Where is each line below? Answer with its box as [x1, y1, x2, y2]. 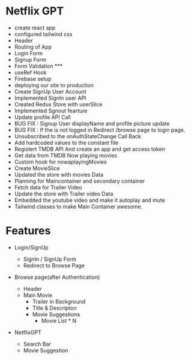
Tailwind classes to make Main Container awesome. [14, 203, 142, 210]
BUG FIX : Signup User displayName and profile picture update [14, 120, 170, 127]
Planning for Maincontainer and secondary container [14, 177, 145, 185]
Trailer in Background [32, 297, 86, 305]
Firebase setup [14, 75, 52, 82]
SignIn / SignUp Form [23, 255, 76, 263]
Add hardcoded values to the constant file [14, 139, 118, 146]
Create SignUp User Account [14, 88, 86, 95]
